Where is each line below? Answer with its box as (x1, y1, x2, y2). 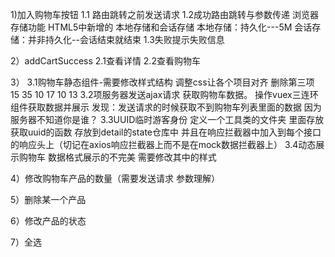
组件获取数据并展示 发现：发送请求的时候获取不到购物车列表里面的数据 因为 (10, 101, 322, 113)
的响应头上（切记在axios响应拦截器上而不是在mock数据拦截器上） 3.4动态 (10, 139, 317, 150)
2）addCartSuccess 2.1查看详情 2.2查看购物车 (10, 55, 201, 67)
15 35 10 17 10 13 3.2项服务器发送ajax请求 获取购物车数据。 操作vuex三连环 (10, 89, 319, 100)
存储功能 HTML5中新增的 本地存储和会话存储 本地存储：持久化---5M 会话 (10, 21, 313, 33)
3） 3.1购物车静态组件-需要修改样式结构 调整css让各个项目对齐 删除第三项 (10, 76, 315, 88)
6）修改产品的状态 (10, 215, 87, 227)
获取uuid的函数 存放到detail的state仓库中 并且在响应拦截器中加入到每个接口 (10, 126, 322, 138)
